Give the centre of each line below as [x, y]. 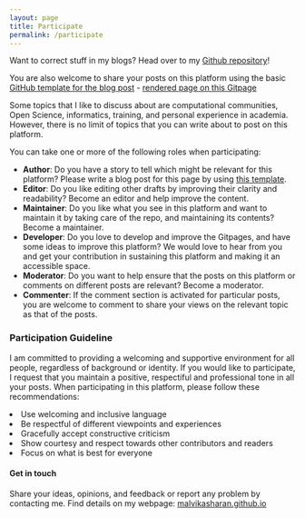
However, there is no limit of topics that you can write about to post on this [148, 125]
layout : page [34, 18]
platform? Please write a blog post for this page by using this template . [155, 179]
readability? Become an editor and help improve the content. [136, 199]
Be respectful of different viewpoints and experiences [122, 423]
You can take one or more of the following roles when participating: [135, 152]
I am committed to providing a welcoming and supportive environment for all [152, 358]
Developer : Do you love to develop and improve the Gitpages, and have [156, 237]
